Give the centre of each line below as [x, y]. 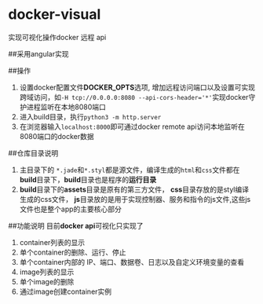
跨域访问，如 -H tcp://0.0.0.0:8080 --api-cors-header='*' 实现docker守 [137, 97]
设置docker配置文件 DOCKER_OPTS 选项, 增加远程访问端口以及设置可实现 [137, 87]
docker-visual [55, 15]
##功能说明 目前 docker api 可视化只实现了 [76, 225]
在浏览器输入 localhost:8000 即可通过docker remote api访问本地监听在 [132, 126]
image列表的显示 [47, 272]
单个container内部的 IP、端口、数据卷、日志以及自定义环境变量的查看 [132, 262]
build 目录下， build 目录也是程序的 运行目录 [88, 179]
